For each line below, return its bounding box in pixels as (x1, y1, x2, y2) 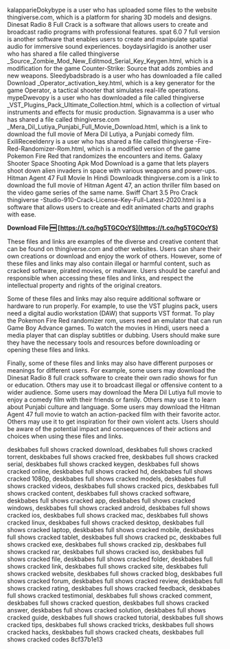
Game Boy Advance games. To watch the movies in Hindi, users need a (7, 324, 209, 332)
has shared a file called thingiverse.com (7, 115, 120, 123)
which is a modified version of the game (87, 144, 200, 153)
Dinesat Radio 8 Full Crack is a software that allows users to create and (7, 21, 208, 28)
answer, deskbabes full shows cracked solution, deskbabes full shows (7, 606, 206, 614)
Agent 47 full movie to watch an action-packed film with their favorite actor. (7, 410, 221, 418)
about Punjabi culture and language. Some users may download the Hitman (7, 403, 221, 411)
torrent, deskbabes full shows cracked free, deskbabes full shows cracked (7, 453, 218, 461)
